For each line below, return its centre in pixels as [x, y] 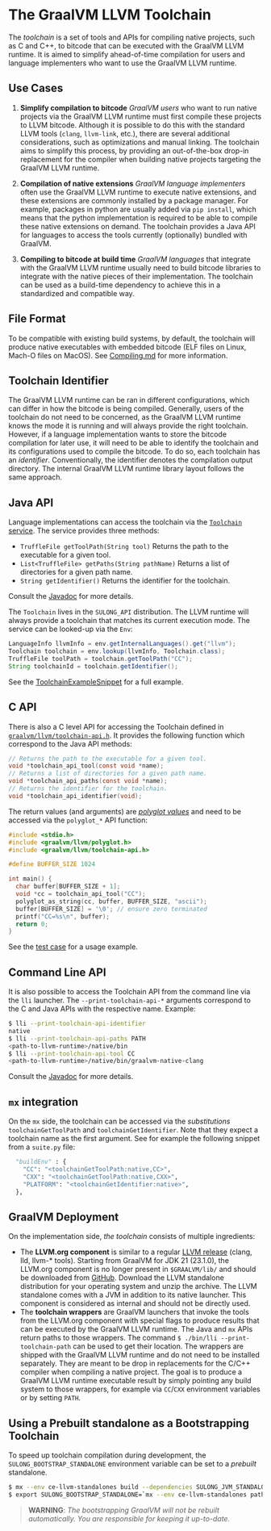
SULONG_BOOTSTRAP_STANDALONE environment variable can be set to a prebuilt [132, 1464]
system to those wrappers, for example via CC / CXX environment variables [140, 1389]
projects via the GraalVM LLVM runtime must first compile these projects [141, 116]
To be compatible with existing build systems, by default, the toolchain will [132, 338]
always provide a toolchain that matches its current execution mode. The [129, 621]
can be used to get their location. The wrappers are [158, 1346]
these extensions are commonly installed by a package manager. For [134, 200]
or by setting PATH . [50, 1398]
